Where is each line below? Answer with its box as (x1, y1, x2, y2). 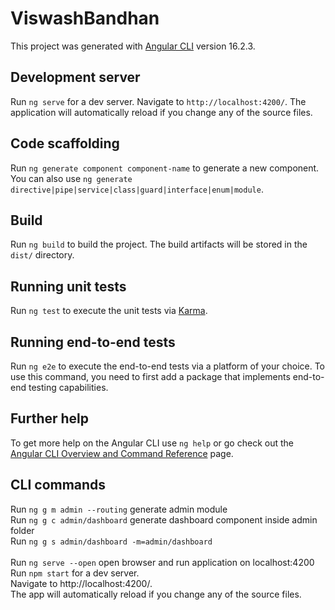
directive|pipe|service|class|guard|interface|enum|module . (10, 183, 264, 195)
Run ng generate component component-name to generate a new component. (10, 162, 320, 174)
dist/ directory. (10, 249, 75, 261)
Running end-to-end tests (10, 333, 176, 351)
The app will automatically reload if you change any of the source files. (10, 588, 302, 600)
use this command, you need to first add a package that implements (10, 371, 291, 382)
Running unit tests (10, 278, 127, 295)
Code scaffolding (10, 135, 120, 152)
